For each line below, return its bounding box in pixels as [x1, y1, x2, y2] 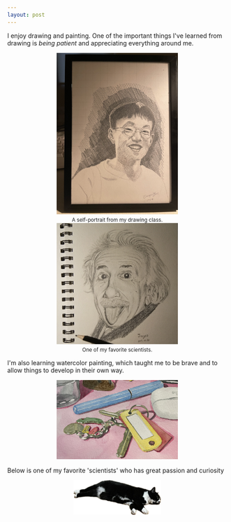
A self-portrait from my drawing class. [71, 217, 163, 224]
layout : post [7, 11, 45, 18]
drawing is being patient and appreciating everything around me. [7, 38, 194, 47]
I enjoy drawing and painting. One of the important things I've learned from [7, 31, 223, 40]
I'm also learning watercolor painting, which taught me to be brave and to [7, 358, 218, 367]
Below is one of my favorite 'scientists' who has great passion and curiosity [7, 466, 225, 475]
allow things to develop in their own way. [7, 366, 124, 374]
